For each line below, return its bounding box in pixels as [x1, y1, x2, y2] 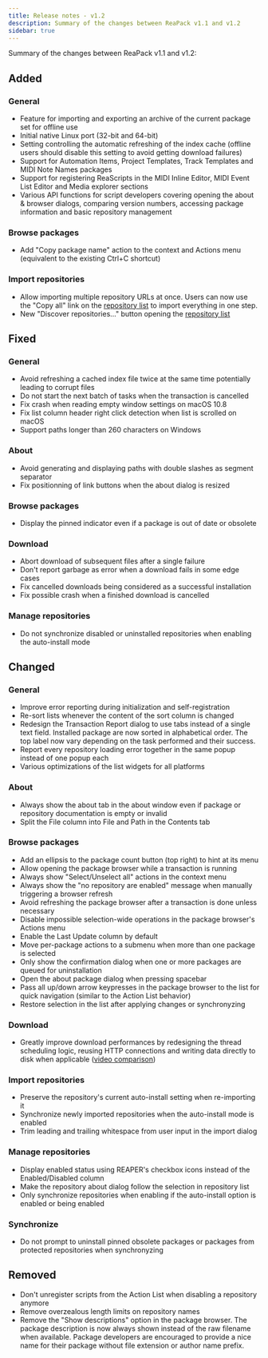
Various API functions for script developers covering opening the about [19, 190, 254, 200]
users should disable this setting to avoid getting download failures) [19, 148, 242, 157]
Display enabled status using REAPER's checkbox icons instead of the [19, 1165, 250, 1174]
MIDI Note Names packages [19, 165, 112, 174]
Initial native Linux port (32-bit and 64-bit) [19, 131, 159, 141]
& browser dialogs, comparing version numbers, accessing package [19, 199, 244, 209]
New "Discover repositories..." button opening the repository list [19, 309, 231, 318]
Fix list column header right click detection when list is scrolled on [19, 408, 237, 418]
